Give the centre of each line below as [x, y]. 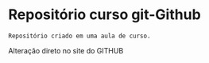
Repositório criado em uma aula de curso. [79, 36]
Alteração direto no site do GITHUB [66, 50]
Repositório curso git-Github [104, 15]
